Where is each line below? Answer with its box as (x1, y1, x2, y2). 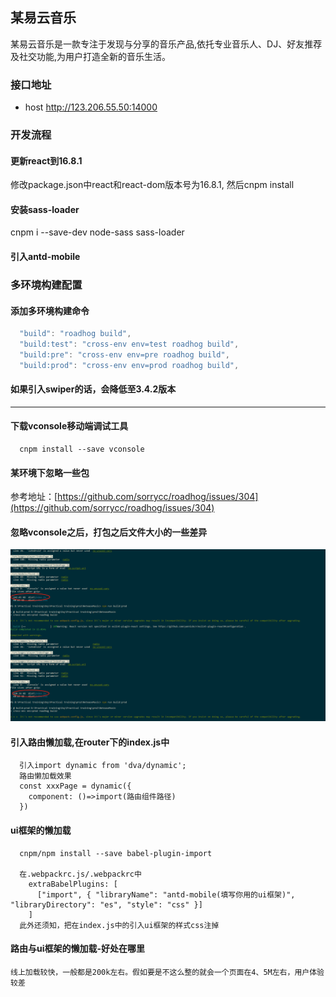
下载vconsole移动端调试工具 (10, 420, 129, 432)
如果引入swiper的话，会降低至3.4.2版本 (10, 383, 177, 395)
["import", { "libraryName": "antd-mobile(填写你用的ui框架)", (36, 889, 296, 900)
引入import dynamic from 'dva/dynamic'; (19, 761, 187, 771)
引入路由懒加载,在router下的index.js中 (10, 736, 170, 748)
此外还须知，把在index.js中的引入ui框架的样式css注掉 (19, 920, 220, 930)
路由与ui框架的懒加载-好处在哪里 (10, 943, 146, 955)
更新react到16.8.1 (10, 154, 83, 167)
